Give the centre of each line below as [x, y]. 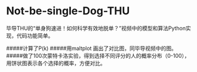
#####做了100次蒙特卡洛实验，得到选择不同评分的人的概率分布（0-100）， [98, 55]
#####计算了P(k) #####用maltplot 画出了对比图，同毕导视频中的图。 [92, 48]
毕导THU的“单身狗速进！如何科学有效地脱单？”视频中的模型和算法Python [96, 28]
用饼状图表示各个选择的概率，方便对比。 [56, 63]
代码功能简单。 [35, 35]
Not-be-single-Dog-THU [68, 11]
